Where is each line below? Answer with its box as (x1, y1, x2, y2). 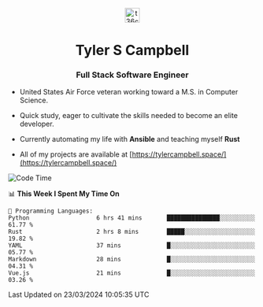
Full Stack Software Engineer (76, 69, 189, 80)
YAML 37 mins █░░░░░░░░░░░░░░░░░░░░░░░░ (8, 242, 256, 250)
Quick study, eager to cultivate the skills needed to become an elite (19, 111, 239, 120)
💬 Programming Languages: (8, 207, 93, 216)
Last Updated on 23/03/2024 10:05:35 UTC (8, 290, 150, 299)
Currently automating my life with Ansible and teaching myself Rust (19, 135, 240, 144)
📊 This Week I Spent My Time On (8, 189, 120, 198)
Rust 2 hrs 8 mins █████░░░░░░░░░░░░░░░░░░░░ (8, 228, 256, 236)
